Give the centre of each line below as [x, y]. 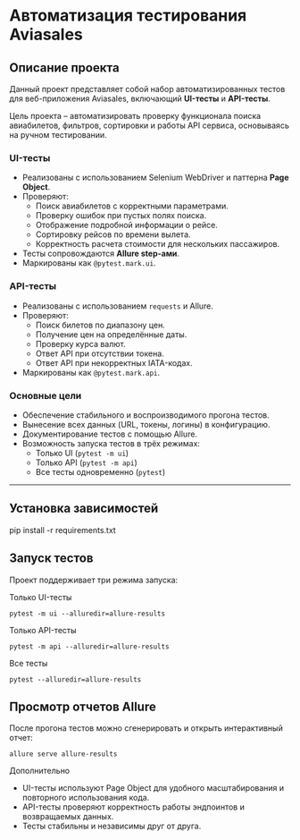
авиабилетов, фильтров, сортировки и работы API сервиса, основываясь [150, 125]
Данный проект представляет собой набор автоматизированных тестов [147, 89]
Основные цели [46, 395]
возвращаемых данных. [68, 817]
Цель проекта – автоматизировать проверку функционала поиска [135, 116]
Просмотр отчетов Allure [83, 706]
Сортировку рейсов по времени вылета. [113, 234]
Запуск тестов [51, 559]
